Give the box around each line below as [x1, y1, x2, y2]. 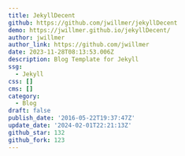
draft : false [8, 107, 51, 115]
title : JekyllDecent [8, 11, 76, 20]
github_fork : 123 [8, 136, 65, 144]
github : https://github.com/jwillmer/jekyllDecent [8, 19, 178, 27]
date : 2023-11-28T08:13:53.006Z [8, 48, 114, 56]
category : [8, 92, 41, 100]
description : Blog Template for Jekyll [8, 56, 139, 64]
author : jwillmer [8, 33, 65, 42]
